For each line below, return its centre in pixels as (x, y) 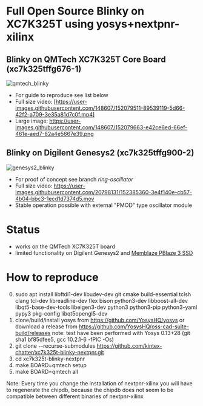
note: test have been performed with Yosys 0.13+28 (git (121, 333)
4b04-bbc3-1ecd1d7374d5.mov (55, 198)
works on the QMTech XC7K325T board (65, 246)
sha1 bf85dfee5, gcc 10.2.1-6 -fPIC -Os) (64, 339)
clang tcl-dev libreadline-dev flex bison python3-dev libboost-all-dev (101, 300)
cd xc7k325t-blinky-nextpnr (50, 359)
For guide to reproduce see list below (62, 95)
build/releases (33, 333)
